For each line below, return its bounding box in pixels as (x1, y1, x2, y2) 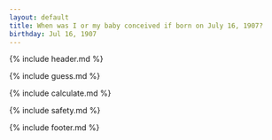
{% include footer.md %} (9, 122, 100, 133)
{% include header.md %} (9, 54, 104, 65)
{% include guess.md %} (9, 71, 100, 82)
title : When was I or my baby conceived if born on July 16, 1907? (9, 21, 264, 30)
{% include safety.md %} (9, 105, 101, 116)
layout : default (9, 12, 69, 22)
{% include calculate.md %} (9, 88, 112, 98)
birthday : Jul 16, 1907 (9, 29, 97, 38)
